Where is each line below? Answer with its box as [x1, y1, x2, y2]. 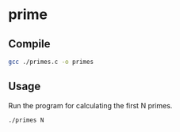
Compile [8, 37, 51, 51]
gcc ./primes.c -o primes [8, 58, 94, 66]
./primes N [8, 116, 44, 124]
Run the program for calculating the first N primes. [8, 100, 173, 110]
